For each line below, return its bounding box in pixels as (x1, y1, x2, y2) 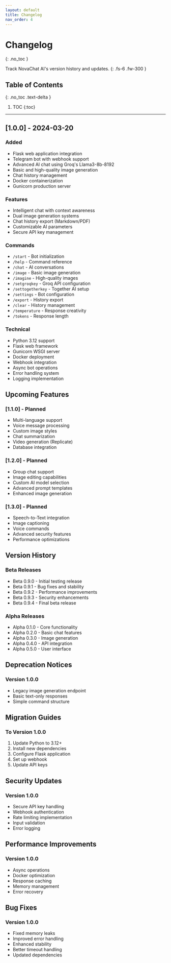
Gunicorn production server (12, 183, 71, 189)
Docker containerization (12, 177, 64, 184)
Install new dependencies (12, 745, 67, 752)
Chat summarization (12, 434, 55, 440)
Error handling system (12, 370, 60, 376)
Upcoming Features (5, 390, 69, 399)
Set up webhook (12, 756, 47, 762)
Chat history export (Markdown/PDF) (12, 218, 91, 225)
